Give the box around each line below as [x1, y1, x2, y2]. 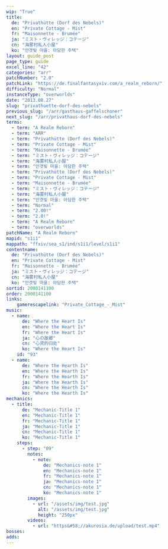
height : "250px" [37, 512, 78, 518]
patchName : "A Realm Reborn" [6, 230, 78, 236]
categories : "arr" [6, 70, 51, 76]
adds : [6, 534, 20, 540]
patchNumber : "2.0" [6, 75, 54, 81]
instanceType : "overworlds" [6, 92, 76, 98]
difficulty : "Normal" [6, 86, 60, 92]
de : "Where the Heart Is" [21, 318, 86, 324]
